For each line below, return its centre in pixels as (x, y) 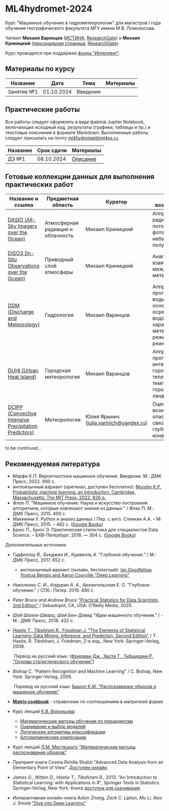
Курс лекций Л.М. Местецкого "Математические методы (74, 747)
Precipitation (23, 426)
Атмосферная (62, 223)
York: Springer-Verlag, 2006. (42, 677)
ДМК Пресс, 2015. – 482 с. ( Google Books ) (58, 524)
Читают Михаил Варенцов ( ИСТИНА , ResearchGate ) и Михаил (73, 38)
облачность (59, 236)
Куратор (116, 202)
